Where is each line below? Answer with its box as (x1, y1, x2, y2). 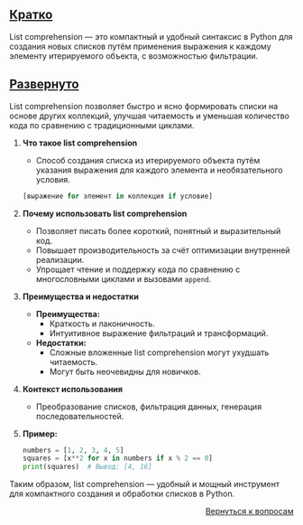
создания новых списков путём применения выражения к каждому (9, 41, 272, 52)
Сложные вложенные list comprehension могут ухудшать (49, 347, 270, 358)
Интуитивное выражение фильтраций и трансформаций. (49, 327, 269, 338)
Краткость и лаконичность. (49, 318, 155, 329)
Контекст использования (22, 383, 124, 394)
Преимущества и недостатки (22, 291, 140, 302)
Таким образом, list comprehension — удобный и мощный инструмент (9, 479, 280, 490)
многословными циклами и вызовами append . (35, 273, 212, 284)
